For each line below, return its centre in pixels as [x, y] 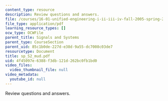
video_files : [19, 65]
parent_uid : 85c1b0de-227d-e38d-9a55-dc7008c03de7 [59, 47]
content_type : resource [30, 10]
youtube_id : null [28, 79]
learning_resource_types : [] [35, 28]
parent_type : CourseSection [34, 42]
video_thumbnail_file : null [39, 70]
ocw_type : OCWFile [24, 33]
